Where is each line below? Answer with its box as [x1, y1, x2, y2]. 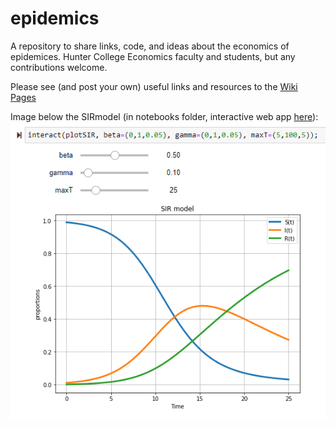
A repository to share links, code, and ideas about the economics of [10, 40, 290, 52]
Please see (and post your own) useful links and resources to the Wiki [10, 80, 298, 92]
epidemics [10, 7, 100, 30]
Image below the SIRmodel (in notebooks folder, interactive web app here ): [10, 110, 319, 122]
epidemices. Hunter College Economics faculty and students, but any [10, 50, 296, 62]
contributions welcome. [10, 61, 108, 73]
